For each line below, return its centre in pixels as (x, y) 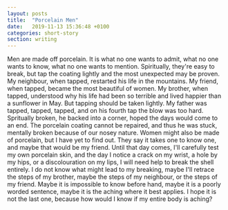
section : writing (32, 40)
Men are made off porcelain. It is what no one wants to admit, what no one (113, 59)
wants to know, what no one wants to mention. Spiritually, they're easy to (111, 67)
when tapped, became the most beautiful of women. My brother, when (108, 89)
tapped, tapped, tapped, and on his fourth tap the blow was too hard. (105, 111)
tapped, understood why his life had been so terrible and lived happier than (114, 96)
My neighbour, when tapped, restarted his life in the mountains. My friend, (113, 81)
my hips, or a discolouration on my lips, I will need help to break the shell (111, 162)
